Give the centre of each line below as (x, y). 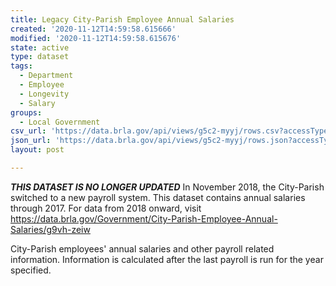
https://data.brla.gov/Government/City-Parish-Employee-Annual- (144, 218)
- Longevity (44, 94)
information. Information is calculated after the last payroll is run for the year (167, 259)
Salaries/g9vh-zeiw (50, 229)
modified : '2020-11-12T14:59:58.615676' (96, 38)
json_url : (31, 141)
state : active (40, 47)
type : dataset (40, 57)
